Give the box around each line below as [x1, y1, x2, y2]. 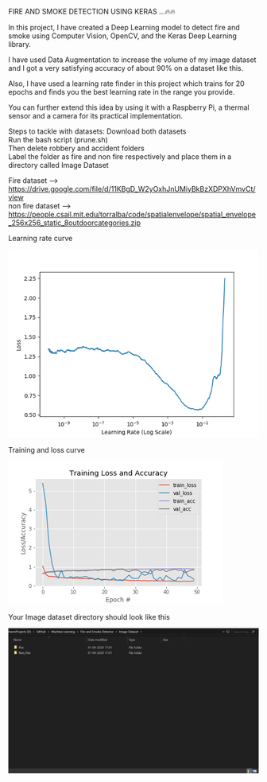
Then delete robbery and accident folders [8, 143, 145, 153]
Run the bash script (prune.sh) [8, 135, 109, 144]
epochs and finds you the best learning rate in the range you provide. [8, 88, 235, 96]
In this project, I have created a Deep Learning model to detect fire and [8, 23, 240, 32]
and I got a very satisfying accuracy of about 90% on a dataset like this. [8, 64, 244, 72]
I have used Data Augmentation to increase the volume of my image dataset [8, 55, 257, 64]
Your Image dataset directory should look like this [8, 613, 171, 621]
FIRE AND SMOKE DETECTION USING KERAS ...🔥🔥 [8, 7, 176, 16]
